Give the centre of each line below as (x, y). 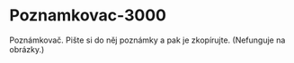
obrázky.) (27, 49)
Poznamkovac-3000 (88, 16)
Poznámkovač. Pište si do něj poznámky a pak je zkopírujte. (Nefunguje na (147, 40)
